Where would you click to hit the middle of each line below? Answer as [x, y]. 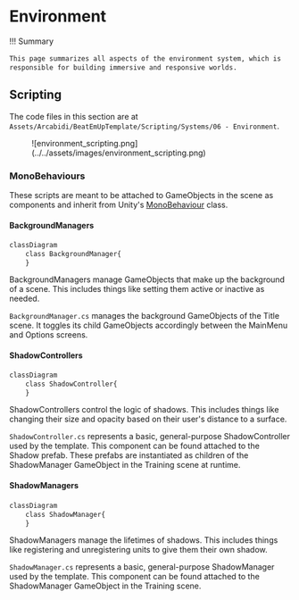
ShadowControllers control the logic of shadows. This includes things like [144, 410]
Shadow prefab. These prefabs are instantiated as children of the [129, 455]
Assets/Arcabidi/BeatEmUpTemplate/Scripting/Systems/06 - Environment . [144, 126]
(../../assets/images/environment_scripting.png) [119, 153]
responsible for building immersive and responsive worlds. [124, 67]
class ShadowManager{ [65, 514]
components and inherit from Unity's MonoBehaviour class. [119, 205]
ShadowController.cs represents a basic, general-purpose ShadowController [150, 437]
